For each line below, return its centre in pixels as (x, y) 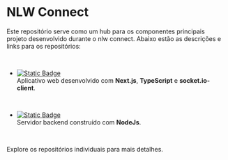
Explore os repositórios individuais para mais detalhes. (85, 149)
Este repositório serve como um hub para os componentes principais (106, 31)
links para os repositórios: (44, 46)
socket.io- (195, 80)
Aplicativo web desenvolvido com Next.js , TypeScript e (97, 80)
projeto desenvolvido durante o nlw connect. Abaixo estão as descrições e (114, 38)
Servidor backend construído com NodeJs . (79, 122)
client (25, 88)
